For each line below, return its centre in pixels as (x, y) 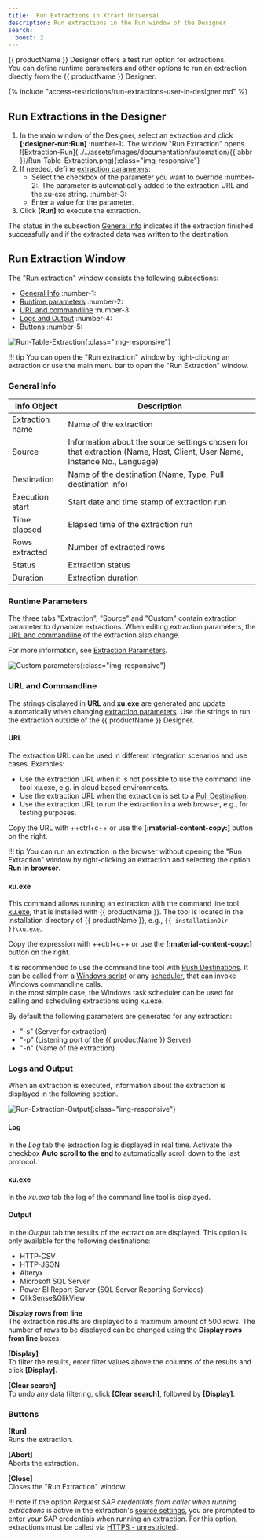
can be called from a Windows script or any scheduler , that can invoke (122, 976)
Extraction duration (103, 578)
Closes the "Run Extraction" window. (68, 1487)
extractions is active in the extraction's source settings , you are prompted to (132, 1511)
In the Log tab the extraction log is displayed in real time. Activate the (120, 1145)
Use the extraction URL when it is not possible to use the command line (135, 779)
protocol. (23, 1161)
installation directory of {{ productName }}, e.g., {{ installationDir (118, 921)
